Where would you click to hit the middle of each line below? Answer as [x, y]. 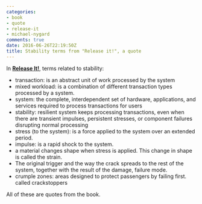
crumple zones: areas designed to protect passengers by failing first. [101, 176]
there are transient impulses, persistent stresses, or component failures [104, 118]
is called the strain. [38, 157]
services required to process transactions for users [79, 106]
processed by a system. [45, 93]
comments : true [25, 40]
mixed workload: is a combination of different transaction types [94, 86]
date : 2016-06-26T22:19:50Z [42, 46]
